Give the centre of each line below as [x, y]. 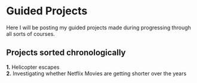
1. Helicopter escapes [33, 67]
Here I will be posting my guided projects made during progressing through [98, 27]
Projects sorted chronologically [66, 53]
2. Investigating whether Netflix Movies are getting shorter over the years [96, 73]
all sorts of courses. [31, 33]
